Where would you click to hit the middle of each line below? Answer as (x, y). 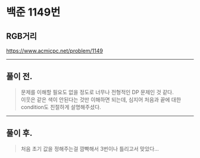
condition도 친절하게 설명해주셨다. (61, 107)
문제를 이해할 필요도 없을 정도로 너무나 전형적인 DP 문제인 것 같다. (97, 92)
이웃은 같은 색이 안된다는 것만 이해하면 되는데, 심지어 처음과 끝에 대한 (101, 100)
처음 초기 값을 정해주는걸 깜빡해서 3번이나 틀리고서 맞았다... (90, 148)
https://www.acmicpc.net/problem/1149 (54, 51)
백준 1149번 (33, 12)
